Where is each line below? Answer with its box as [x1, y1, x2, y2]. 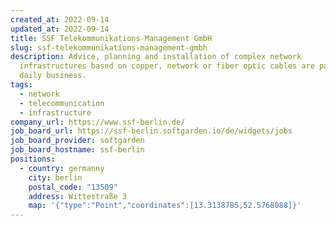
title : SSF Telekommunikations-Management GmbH [10, 33, 213, 43]
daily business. [19, 71, 87, 81]
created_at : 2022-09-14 [10, 14, 110, 25]
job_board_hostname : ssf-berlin [10, 145, 145, 155]
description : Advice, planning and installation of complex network [10, 52, 302, 62]
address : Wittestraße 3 [28, 191, 128, 201]
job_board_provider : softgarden [10, 136, 145, 146]
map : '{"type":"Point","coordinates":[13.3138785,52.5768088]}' [28, 201, 302, 211]
